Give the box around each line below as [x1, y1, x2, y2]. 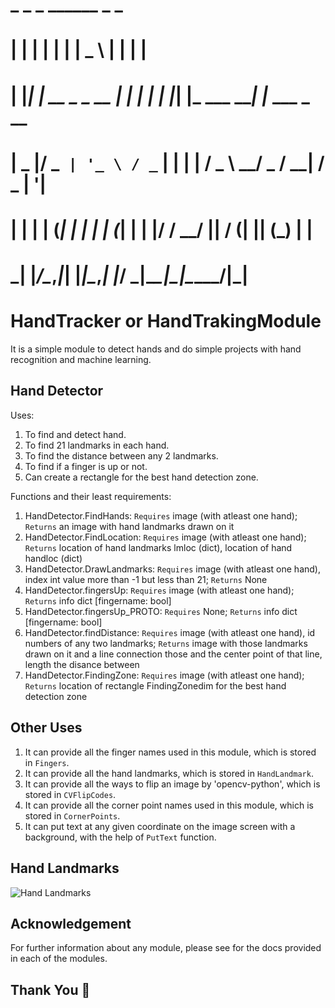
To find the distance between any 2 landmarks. [24, 449, 219, 462]
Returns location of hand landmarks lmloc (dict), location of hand [24, 541, 293, 553]
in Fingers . [24, 756, 70, 768]
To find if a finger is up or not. [24, 460, 148, 472]
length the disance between [24, 658, 140, 670]
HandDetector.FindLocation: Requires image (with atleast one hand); [24, 531, 307, 543]
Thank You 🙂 [10, 981, 91, 998]
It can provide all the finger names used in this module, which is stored [24, 746, 317, 758]
